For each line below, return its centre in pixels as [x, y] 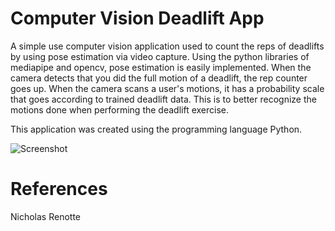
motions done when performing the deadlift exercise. [120, 109]
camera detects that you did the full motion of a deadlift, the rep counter [159, 78]
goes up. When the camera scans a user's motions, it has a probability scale [167, 88]
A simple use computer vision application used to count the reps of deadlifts [167, 46]
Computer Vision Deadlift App [137, 18]
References [59, 189]
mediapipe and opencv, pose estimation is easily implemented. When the [161, 67]
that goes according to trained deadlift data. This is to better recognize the [163, 99]
